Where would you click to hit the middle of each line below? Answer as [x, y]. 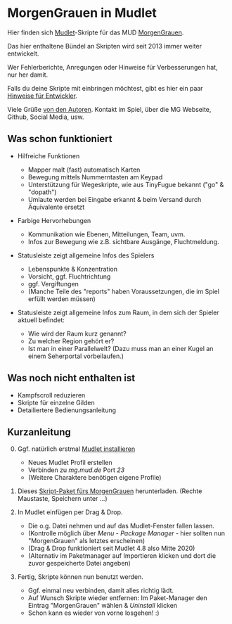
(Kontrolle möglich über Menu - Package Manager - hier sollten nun [127, 533]
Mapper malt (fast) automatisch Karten [84, 170]
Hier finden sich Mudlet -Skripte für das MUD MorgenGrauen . [96, 32]
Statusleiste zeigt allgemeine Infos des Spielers [86, 255]
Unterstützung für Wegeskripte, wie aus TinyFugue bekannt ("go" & [126, 184]
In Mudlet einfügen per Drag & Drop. [70, 512]
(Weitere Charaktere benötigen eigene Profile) [95, 478]
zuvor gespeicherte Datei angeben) [79, 563]
